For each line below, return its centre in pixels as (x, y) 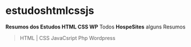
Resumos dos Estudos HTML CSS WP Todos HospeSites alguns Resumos (95, 27)
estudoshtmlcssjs (50, 11)
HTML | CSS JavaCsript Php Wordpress (67, 38)
